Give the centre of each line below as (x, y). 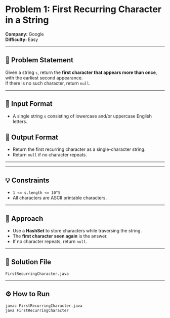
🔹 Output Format (32, 137)
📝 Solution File (28, 262)
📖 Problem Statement (39, 60)
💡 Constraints (27, 180)
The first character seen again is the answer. (60, 236)
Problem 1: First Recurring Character (83, 9)
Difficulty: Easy (22, 39)
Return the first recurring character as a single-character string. (79, 149)
